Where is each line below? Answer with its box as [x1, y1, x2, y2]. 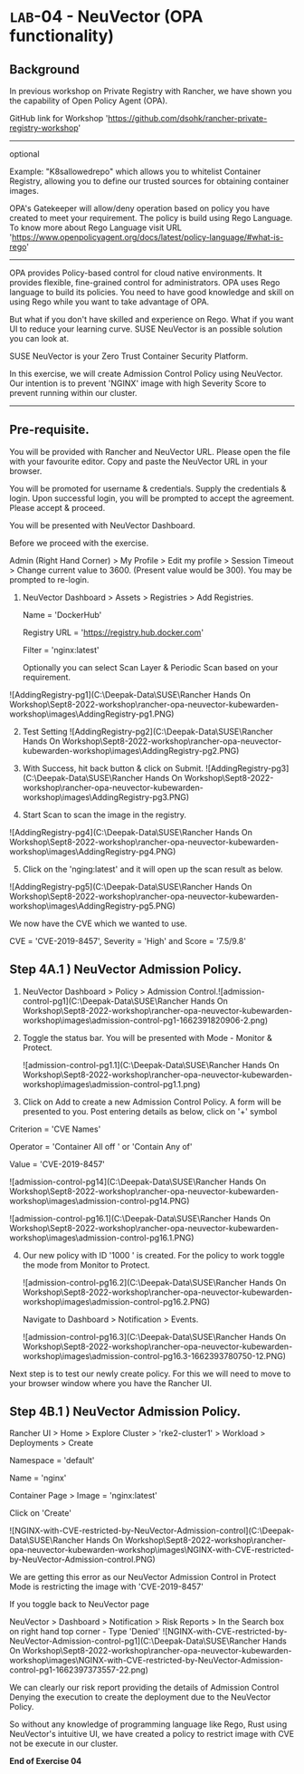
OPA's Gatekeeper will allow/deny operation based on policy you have [9, 203, 270, 214]
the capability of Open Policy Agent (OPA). [9, 95, 168, 106]
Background [9, 62, 80, 77]
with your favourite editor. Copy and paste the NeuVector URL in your [9, 456, 269, 467]
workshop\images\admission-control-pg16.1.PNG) [9, 1232, 195, 1243]
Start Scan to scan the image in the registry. [22, 809, 187, 820]
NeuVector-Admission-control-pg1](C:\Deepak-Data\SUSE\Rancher [9, 1635, 261, 1646]
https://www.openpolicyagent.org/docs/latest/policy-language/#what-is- [12, 232, 284, 242]
